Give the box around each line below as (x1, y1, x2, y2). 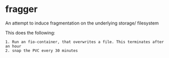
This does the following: (5, 29, 56, 35)
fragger (5, 3, 38, 15)
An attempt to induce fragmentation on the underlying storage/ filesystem (5, 20, 159, 26)
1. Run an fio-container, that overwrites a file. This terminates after (5, 39, 164, 44)
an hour (5, 43, 22, 48)
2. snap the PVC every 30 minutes (5, 48, 78, 53)
